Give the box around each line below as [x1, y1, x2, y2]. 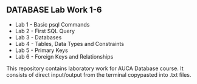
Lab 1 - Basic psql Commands [15, 21, 90, 28]
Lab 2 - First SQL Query [15, 27, 75, 34]
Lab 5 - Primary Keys [15, 47, 68, 54]
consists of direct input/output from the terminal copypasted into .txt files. [6, 71, 192, 78]
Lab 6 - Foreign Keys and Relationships [15, 53, 114, 60]
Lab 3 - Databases [15, 33, 62, 41]
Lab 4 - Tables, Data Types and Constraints [15, 40, 125, 47]
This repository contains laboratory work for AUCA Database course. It [6, 65, 184, 72]
